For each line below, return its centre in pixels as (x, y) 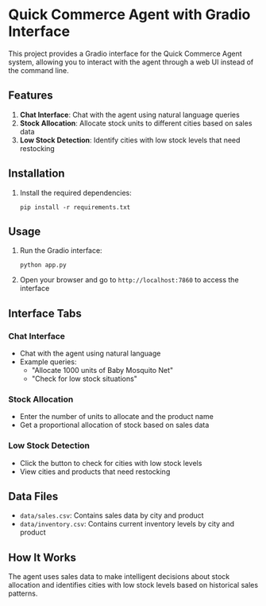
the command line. (39, 70)
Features (31, 96)
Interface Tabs (45, 313)
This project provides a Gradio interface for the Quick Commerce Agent (125, 53)
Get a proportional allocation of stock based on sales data (114, 425)
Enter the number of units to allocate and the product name (117, 417)
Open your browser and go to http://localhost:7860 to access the (129, 280)
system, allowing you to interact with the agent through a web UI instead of (131, 62)
